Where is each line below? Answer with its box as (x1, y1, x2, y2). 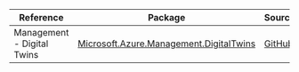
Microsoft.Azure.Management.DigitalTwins (77, 37, 256, 50)
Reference (19, 12, 64, 23)
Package (148, 12, 186, 23)
